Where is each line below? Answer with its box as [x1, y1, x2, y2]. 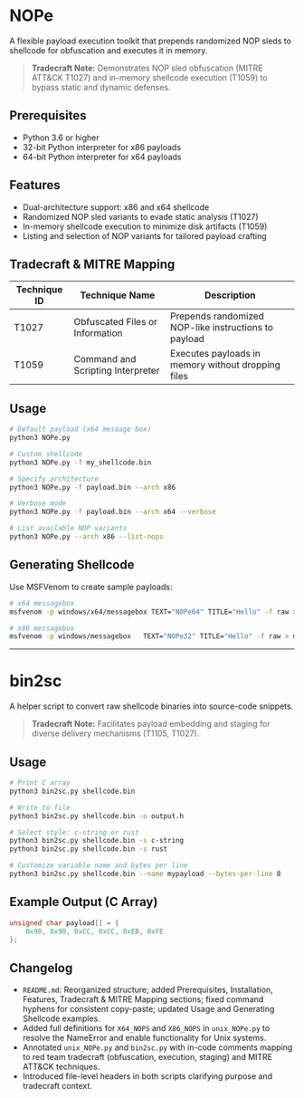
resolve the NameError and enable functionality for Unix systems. [22, 1033, 267, 1044]
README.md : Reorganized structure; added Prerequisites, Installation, [22, 984, 273, 996]
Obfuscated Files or [73, 316, 158, 329]
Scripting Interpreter [73, 364, 160, 377]
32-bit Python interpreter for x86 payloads [22, 141, 182, 152]
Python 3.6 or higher [22, 132, 100, 143]
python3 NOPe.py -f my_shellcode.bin [9, 458, 152, 467]
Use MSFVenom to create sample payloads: [9, 581, 173, 592]
